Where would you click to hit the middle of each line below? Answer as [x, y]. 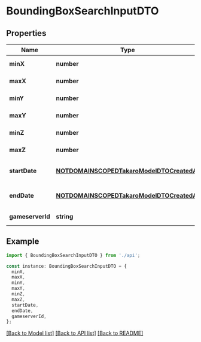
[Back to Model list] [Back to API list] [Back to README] [75, 333]
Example [23, 242]
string [65, 217]
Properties [26, 33]
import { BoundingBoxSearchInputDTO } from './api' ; [73, 255]
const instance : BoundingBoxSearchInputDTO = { [67, 266]
